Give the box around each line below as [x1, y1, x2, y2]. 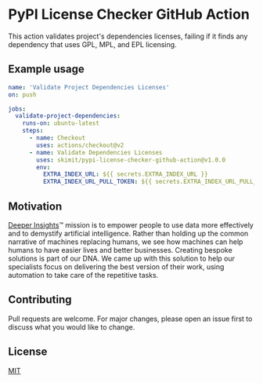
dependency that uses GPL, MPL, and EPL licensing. [8, 39, 178, 49]
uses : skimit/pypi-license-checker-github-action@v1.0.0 [36, 155, 225, 164]
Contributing [8, 293, 72, 307]
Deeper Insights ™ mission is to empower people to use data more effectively [8, 220, 254, 229]
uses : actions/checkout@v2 [36, 141, 124, 149]
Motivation [8, 199, 63, 213]
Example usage [8, 63, 85, 76]
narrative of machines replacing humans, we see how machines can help [8, 237, 243, 246]
